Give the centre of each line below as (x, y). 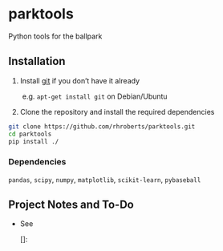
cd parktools (30, 134)
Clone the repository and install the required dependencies (117, 111)
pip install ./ (34, 141)
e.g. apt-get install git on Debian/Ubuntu (95, 96)
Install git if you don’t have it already (80, 80)
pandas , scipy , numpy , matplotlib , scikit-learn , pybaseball (105, 179)
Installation (37, 61)
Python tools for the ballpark (55, 36)
